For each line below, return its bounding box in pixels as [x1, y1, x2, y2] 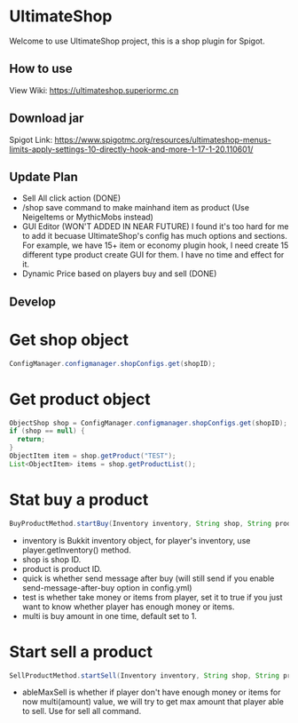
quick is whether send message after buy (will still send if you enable [21, 573, 275, 584]
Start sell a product [9, 641, 153, 662]
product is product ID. [21, 563, 102, 574]
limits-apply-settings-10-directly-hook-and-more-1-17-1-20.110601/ [9, 144, 254, 155]
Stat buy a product [9, 489, 149, 510]
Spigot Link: [9, 134, 53, 145]
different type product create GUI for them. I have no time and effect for [21, 250, 285, 260]
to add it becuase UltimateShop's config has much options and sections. [21, 231, 288, 242]
